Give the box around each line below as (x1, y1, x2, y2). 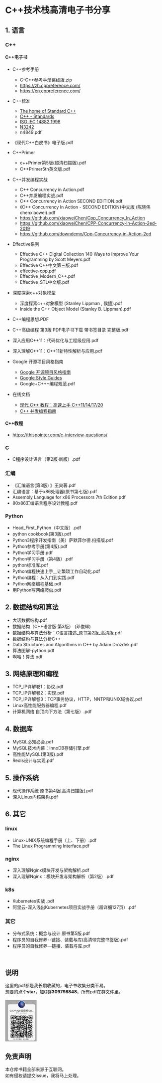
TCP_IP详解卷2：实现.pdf (12, 690, 65, 696)
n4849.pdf (19, 129, 42, 135)
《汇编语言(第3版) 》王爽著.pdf (12, 482, 76, 488)
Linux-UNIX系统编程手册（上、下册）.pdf (12, 837, 97, 843)
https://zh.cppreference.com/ (19, 82, 81, 88)
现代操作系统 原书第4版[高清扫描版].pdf (12, 788, 93, 794)
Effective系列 (12, 241, 40, 247)
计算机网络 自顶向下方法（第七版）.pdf (12, 709, 92, 715)
